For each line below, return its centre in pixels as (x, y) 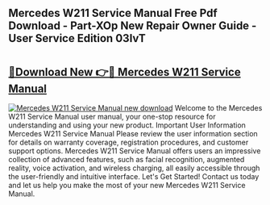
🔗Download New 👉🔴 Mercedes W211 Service (125, 72)
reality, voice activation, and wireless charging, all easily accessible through (134, 168)
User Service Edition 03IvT (77, 38)
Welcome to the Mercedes (218, 108)
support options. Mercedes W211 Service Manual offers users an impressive (135, 151)
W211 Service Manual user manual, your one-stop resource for (112, 117)
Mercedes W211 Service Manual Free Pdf (113, 13)
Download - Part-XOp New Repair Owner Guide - (133, 26)
